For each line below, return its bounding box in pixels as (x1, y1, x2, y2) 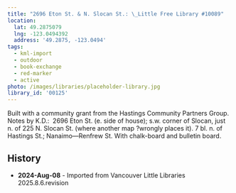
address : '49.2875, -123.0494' (14, 37, 107, 44)
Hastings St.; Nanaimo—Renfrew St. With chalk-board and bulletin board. (7, 132, 222, 140)
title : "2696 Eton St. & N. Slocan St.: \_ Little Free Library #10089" (7, 10, 224, 18)
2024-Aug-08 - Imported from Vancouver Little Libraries (17, 171, 186, 180)
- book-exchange (14, 63, 62, 70)
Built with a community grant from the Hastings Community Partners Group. (7, 109, 230, 118)
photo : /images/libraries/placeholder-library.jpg (7, 83, 161, 90)
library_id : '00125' (7, 89, 69, 96)
